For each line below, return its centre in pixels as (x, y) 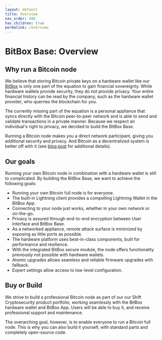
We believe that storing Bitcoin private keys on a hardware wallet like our (77, 81)
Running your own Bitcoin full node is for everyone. (63, 193)
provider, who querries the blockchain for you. (51, 102)
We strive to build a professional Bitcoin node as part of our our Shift (73, 297)
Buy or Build (24, 285)
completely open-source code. (36, 332)
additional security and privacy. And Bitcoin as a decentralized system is (77, 141)
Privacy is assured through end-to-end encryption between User (77, 218)
